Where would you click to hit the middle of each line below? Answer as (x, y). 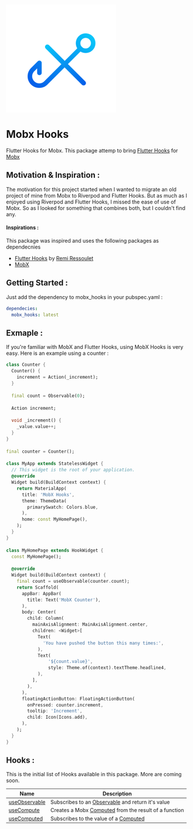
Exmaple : (24, 333)
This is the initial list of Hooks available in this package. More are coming (94, 774)
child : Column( (46, 619)
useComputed (26, 818)
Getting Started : (37, 283)
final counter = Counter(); (40, 451)
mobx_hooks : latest (35, 315)
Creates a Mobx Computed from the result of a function (117, 810)
